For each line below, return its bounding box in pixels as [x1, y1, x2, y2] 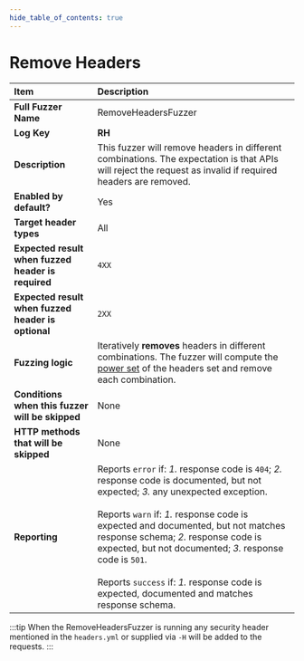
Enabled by [14, 189, 63, 202]
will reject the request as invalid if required [97, 164, 278, 177]
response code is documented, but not [97, 474, 262, 486]
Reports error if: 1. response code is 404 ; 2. [97, 463, 282, 475]
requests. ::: [9, 640, 54, 652]
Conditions [14, 388, 62, 400]
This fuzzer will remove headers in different [97, 141, 282, 154]
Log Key [14, 126, 51, 139]
